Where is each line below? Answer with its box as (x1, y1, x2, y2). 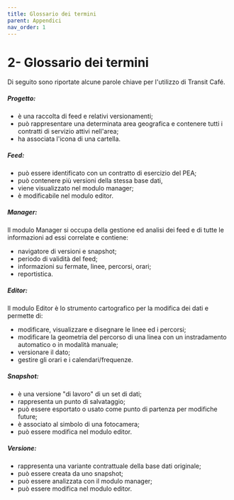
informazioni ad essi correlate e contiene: (7, 233, 129, 242)
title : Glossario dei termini (7, 10, 97, 18)
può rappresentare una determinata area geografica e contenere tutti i (17, 119, 223, 128)
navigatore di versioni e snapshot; (17, 247, 117, 256)
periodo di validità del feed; (17, 255, 98, 263)
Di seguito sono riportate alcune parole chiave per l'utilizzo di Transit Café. (7, 78, 225, 86)
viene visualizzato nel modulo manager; (17, 184, 134, 193)
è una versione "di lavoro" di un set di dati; (17, 390, 142, 398)
